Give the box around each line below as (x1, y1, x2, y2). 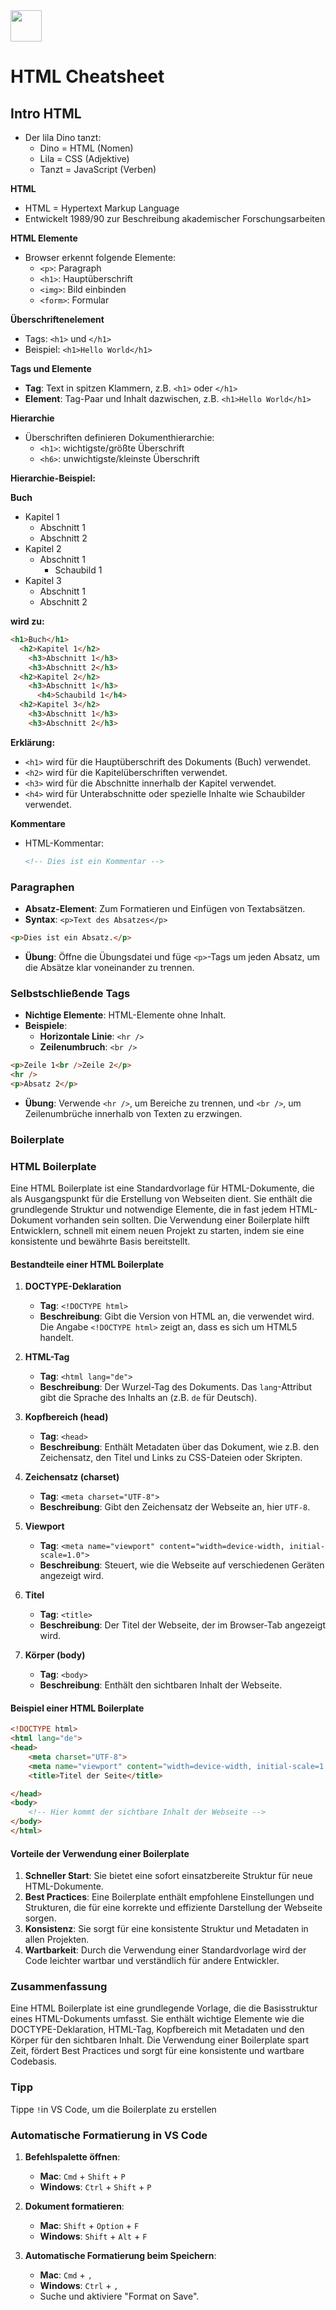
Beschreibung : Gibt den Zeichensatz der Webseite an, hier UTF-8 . (39, 1501, 311, 1513)
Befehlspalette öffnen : (24, 2151, 121, 2163)
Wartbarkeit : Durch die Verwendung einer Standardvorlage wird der (24, 1944, 307, 1956)
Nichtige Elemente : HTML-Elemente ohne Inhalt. (24, 1009, 227, 1021)
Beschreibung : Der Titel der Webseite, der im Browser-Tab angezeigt (39, 1619, 326, 1631)
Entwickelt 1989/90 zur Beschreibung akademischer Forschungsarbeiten (24, 213, 326, 224)
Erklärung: (10, 736, 56, 748)
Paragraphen (10, 880, 75, 894)
